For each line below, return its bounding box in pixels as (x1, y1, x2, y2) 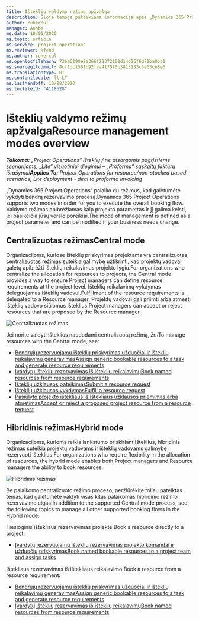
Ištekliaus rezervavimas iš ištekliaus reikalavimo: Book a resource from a (6, 565, 181, 573)
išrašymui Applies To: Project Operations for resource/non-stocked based (6, 169, 187, 176)
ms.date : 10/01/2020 (6, 31, 57, 37)
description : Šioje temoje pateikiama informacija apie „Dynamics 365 (6, 14, 184, 20)
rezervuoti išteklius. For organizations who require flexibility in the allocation (6, 451, 191, 458)
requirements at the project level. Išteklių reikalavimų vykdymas (6, 283, 161, 290)
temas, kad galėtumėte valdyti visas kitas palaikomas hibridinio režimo (6, 493, 178, 500)
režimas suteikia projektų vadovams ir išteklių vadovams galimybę (6, 445, 167, 452)
